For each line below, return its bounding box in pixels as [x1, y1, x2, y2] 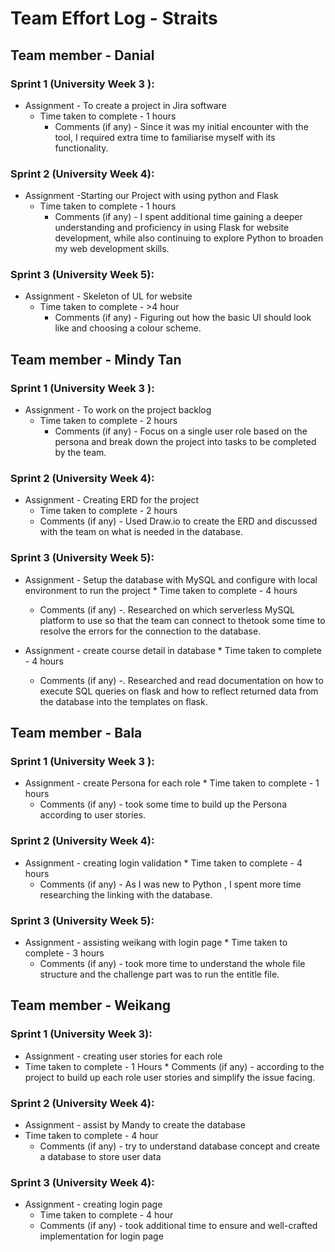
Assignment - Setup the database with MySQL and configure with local [24, 573, 318, 586]
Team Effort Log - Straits [10, 7, 218, 30]
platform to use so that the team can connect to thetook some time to [39, 614, 326, 626]
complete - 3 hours [24, 947, 105, 959]
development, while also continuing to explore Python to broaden [54, 232, 324, 244]
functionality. [54, 142, 109, 154]
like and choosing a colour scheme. [54, 322, 202, 334]
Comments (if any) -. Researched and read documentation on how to [39, 674, 324, 686]
